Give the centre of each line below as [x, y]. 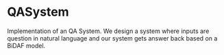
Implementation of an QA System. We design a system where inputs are [108, 31]
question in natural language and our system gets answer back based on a [112, 38]
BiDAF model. [26, 45]
